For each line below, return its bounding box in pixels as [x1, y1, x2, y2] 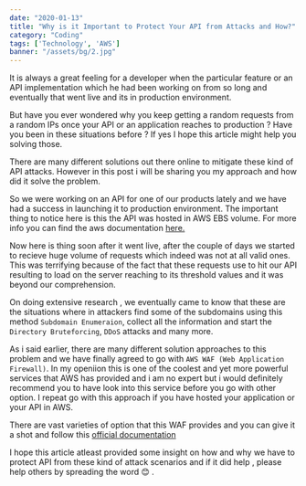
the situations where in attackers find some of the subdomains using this [9, 307, 283, 318]
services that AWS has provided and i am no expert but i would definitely [9, 373, 283, 384]
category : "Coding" [9, 30, 84, 39]
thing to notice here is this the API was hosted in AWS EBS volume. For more [9, 213, 297, 224]
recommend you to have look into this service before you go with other [9, 383, 277, 394]
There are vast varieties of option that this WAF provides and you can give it [9, 419, 295, 430]
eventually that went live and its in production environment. [9, 92, 232, 103]
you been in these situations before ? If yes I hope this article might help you [9, 129, 297, 140]
